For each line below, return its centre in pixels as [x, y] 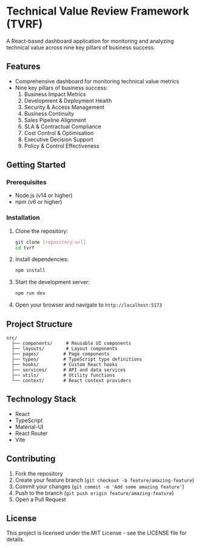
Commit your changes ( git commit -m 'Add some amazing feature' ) [100, 486]
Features [23, 67]
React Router [31, 433]
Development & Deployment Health [68, 100]
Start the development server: [52, 282]
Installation [23, 218]
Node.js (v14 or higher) [44, 195]
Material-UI [29, 426]
